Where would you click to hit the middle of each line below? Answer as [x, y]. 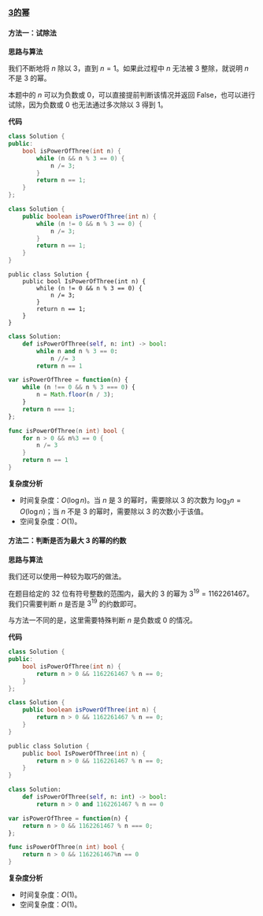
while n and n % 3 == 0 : [77, 351]
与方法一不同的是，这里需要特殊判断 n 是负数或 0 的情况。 [102, 620]
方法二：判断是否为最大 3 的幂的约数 [67, 541]
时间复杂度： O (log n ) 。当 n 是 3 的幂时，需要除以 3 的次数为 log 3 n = [130, 501]
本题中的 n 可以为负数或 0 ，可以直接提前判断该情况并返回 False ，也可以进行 [132, 95]
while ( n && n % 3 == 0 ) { [81, 158]
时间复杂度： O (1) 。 [50, 895]
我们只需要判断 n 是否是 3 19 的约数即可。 [74, 603]
